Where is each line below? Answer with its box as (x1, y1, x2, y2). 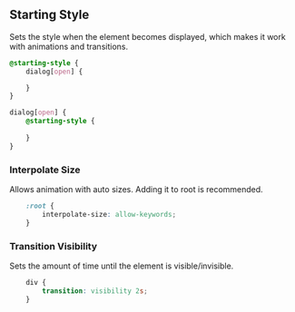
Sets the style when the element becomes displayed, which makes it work (9, 31, 286, 42)
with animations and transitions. (9, 41, 129, 52)
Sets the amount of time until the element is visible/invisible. (9, 260, 234, 271)
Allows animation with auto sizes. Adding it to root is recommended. (9, 183, 263, 194)
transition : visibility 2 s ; (42, 286, 148, 296)
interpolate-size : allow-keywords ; (42, 210, 177, 219)
